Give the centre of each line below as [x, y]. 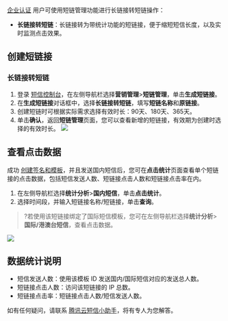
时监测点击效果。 [41, 33]
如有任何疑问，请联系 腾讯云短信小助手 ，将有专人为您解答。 [92, 311]
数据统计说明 [34, 261]
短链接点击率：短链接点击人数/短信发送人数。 [81, 296]
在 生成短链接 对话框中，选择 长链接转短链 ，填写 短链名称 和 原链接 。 [110, 103]
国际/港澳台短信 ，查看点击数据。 [70, 224]
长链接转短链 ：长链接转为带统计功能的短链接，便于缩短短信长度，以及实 [119, 25]
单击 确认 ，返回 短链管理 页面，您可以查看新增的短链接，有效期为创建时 [116, 120]
